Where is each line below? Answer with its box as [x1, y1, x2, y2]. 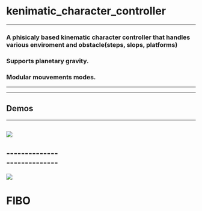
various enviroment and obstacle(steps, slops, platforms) [6, 40, 178, 49]
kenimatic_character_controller [6, 4, 167, 18]
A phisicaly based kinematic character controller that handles [6, 33, 191, 41]
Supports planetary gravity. [6, 57, 89, 65]
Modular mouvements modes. [6, 73, 96, 81]
